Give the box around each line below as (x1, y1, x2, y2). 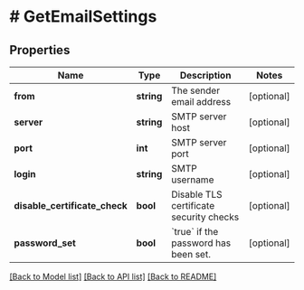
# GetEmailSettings (9, 6, 157, 27)
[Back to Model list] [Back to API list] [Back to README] (9, 271, 217, 282)
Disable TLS (171, 188, 223, 201)
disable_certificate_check (14, 200, 128, 211)
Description (179, 70, 232, 81)
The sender (171, 84, 220, 97)
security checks (171, 210, 240, 223)
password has (171, 237, 232, 249)
